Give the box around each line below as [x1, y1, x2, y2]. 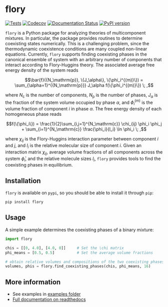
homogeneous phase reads [5, 111, 61, 117]
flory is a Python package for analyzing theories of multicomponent [5, 30, 146, 36]
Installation [5, 177, 41, 185]
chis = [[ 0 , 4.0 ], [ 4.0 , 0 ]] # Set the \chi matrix [5, 245, 124, 250]
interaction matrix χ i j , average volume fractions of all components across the [5, 149, 163, 156]
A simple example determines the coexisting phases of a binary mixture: [5, 227, 154, 233]
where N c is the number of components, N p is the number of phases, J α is [5, 92, 158, 99]
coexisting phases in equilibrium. [5, 162, 73, 168]
